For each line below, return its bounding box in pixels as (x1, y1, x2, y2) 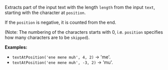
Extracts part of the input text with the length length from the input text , (5, 5, 155, 10)
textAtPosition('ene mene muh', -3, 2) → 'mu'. (12, 59, 113, 65)
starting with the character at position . (5, 10, 86, 16)
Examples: (5, 44, 27, 50)
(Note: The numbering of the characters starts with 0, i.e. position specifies (5, 29, 163, 35)
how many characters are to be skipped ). (5, 35, 90, 40)
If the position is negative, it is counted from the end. (5, 20, 116, 25)
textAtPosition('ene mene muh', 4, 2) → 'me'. (12, 54, 111, 60)
